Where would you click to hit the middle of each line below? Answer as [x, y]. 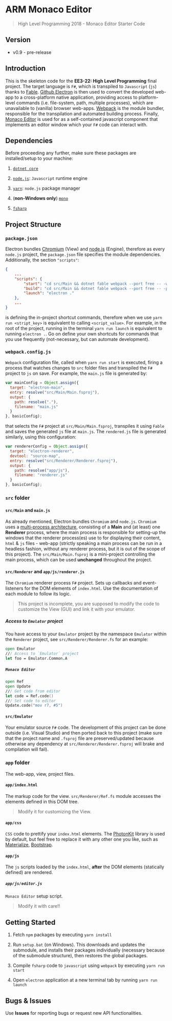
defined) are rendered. [29, 872]
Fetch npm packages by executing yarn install [62, 935]
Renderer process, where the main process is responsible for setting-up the [86, 533]
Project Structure [33, 224]
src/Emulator [19, 716]
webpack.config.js [28, 352]
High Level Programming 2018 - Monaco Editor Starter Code [81, 24]
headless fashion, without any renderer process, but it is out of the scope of [85, 549]
